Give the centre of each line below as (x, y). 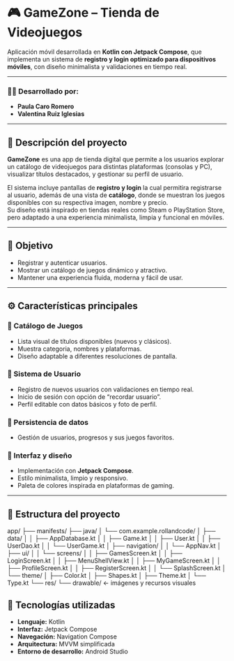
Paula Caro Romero (46, 107)
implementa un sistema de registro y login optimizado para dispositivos (112, 59)
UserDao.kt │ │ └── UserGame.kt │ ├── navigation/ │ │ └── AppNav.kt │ (114, 546)
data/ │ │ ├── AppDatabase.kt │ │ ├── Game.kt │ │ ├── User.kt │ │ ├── (114, 539)
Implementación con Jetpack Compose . (75, 471)
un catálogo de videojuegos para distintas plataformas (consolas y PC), (110, 167)
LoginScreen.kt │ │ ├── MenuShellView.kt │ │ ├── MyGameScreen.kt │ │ (114, 561)
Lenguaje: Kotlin (41, 622)
